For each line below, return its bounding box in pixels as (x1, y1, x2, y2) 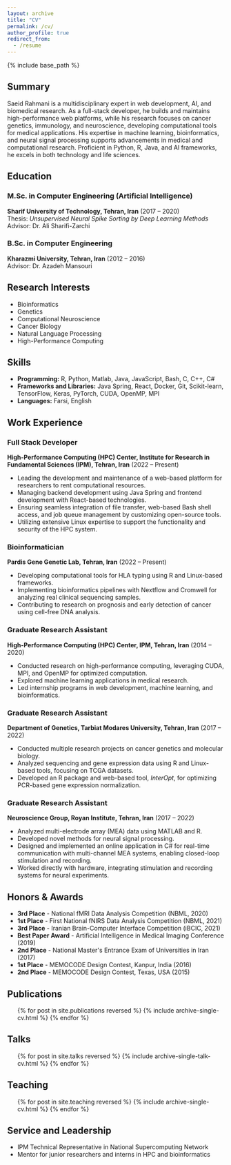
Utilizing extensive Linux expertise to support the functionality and (17, 518, 205, 526)
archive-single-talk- (154, 1052, 211, 1060)
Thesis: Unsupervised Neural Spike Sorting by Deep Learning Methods (7, 214, 209, 223)
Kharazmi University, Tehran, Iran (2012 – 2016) (7, 254, 145, 263)
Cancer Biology (17, 322, 61, 330)
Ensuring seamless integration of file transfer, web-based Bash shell (17, 503, 212, 511)
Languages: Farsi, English (17, 397, 92, 405)
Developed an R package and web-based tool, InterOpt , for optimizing (17, 773, 217, 782)
